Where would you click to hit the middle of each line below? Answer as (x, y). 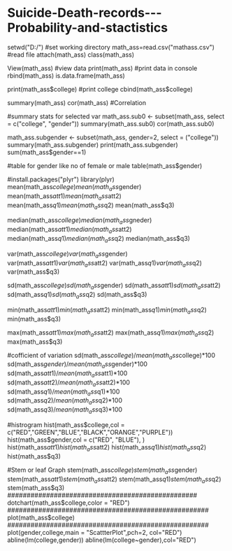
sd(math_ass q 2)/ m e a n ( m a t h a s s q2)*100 (65, 402)
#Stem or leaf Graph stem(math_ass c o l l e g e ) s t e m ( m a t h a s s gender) (102, 470)
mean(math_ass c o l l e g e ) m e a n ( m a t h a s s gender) (74, 187)
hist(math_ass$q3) (34, 456)
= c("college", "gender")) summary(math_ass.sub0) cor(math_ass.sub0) (111, 123)
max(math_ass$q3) (35, 342)
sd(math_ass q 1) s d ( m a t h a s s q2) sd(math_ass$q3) (77, 295)
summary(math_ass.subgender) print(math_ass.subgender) (93, 144)
